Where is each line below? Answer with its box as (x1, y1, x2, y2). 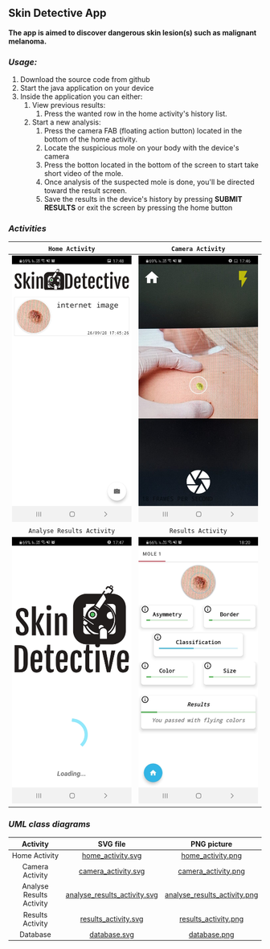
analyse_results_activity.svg (65, 890, 158, 900)
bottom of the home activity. (43, 134, 138, 144)
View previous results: (31, 101, 106, 110)
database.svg (89, 929, 134, 939)
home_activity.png (181, 850, 243, 860)
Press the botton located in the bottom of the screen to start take (43, 160, 259, 170)
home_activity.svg (81, 850, 142, 860)
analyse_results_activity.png (164, 890, 259, 900)
